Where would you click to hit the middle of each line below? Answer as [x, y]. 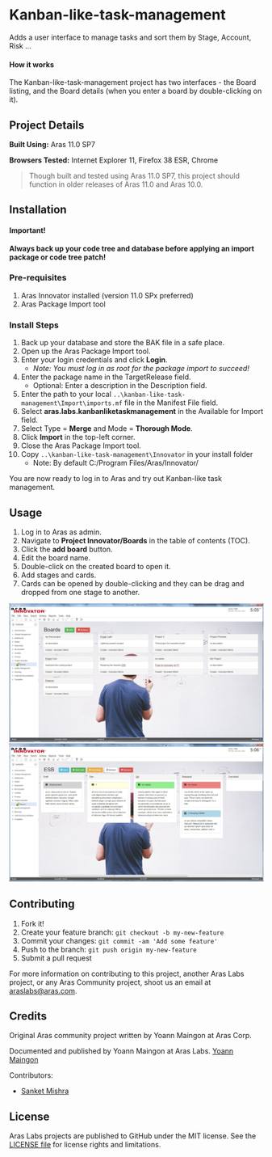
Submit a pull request [56, 958]
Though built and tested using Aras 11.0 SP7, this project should [134, 175]
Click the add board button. [67, 549]
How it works [32, 64]
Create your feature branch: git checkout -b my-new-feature [122, 932]
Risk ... [20, 45]
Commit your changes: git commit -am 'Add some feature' [119, 940]
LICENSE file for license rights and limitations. [85, 1145]
